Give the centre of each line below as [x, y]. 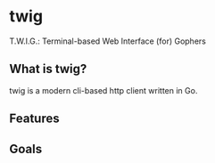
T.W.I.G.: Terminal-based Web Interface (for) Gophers [108, 41]
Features [34, 119]
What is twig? [48, 69]
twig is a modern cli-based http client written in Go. [103, 90]
